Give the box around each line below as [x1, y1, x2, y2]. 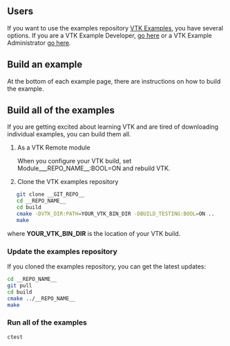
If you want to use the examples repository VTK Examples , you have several [7, 24, 223, 32]
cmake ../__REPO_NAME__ [7, 295, 76, 302]
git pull [7, 282, 32, 289]
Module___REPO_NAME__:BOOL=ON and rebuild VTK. [17, 164, 171, 172]
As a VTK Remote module [17, 143, 90, 152]
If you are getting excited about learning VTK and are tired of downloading [7, 122, 219, 131]
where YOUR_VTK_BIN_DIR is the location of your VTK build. [7, 229, 181, 237]
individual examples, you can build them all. [7, 130, 131, 138]
